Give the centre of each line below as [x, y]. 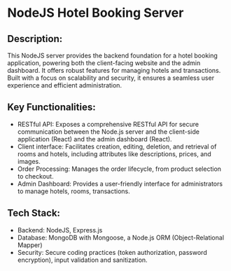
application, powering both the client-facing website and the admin [104, 63]
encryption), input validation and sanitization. [83, 260]
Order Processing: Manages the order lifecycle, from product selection [119, 169]
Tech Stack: [34, 213]
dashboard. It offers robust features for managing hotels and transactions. [114, 70]
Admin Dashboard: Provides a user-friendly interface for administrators [120, 183]
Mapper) [30, 245]
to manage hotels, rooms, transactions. [74, 191]
